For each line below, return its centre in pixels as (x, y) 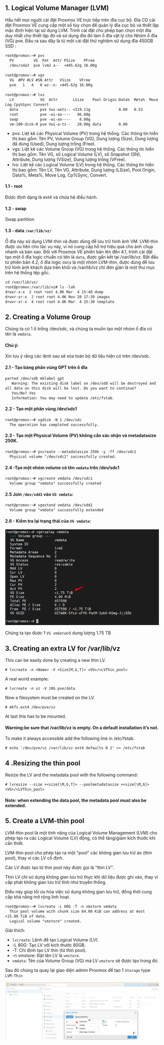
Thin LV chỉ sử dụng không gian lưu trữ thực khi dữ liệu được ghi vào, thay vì (82, 877)
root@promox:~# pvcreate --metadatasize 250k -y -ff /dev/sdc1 (71, 452)
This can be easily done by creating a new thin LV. (55, 660)
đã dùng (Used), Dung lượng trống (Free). (54, 144)
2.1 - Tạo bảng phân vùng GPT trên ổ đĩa (46, 367)
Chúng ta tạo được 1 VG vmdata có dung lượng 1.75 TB (58, 633)
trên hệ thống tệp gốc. (28, 273)
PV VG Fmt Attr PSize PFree (52, 60)
